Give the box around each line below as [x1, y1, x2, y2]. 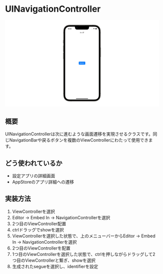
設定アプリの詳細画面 [12, 173, 55, 179]
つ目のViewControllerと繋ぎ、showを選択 [12, 257, 96, 263]
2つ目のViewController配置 [12, 221, 66, 227]
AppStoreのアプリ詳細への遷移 [12, 179, 74, 185]
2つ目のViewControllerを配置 [12, 245, 71, 251]
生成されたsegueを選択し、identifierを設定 [12, 263, 99, 269]
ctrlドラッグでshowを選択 [12, 227, 64, 232]
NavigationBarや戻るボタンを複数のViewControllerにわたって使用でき [9, 137, 149, 143]
